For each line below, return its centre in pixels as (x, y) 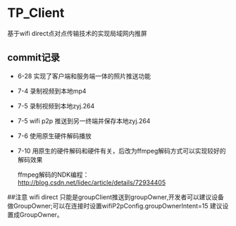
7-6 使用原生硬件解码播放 (54, 136)
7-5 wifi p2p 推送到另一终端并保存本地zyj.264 (84, 120)
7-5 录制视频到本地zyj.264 (56, 106)
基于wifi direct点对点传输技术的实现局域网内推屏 (77, 33)
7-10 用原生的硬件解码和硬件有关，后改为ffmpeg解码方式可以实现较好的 (122, 151)
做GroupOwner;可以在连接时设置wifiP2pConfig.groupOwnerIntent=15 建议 (115, 206)
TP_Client (36, 13)
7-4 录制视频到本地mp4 (52, 91)
